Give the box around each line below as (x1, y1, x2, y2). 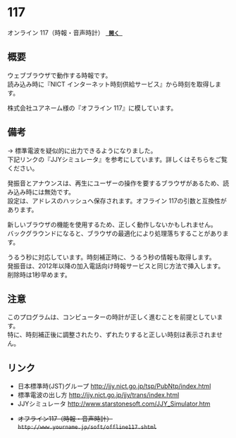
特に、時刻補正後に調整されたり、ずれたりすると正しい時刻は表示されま (7, 330, 217, 339)
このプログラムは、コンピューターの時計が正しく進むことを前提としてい (7, 313, 217, 321)
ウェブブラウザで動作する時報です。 (7, 71, 112, 80)
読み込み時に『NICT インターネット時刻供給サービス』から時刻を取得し (7, 80, 216, 88)
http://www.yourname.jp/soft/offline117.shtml (17, 424, 157, 431)
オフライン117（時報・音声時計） (17, 415, 113, 423)
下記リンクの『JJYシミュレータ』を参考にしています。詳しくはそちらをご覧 (7, 155, 228, 163)
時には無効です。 (25, 187, 75, 196)
